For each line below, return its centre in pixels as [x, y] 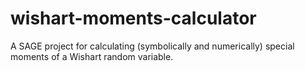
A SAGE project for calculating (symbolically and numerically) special [152, 46]
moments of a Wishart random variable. [92, 56]
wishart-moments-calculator [133, 18]
